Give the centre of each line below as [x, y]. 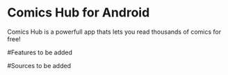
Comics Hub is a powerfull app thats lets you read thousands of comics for [114, 32]
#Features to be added [40, 52]
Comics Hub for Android [79, 13]
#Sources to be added [39, 65]
